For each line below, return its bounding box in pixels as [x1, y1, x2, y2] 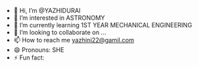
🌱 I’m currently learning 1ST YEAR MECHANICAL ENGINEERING [13, 21, 193, 29]
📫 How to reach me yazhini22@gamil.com [13, 36, 135, 44]
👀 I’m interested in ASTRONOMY [13, 14, 105, 22]
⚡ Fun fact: [13, 53, 44, 62]
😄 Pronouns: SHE [13, 46, 65, 54]
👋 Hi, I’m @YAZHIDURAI [13, 7, 81, 14]
